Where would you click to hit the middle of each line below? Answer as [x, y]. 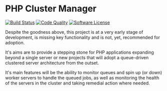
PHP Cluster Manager [51, 9]
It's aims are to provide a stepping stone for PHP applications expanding [79, 52]
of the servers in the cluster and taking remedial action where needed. [77, 83]
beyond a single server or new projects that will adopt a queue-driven [77, 57]
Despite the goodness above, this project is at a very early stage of [74, 32]
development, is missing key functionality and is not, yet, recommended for [83, 37]
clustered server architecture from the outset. [52, 63]
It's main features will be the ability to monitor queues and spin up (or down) [84, 72]
